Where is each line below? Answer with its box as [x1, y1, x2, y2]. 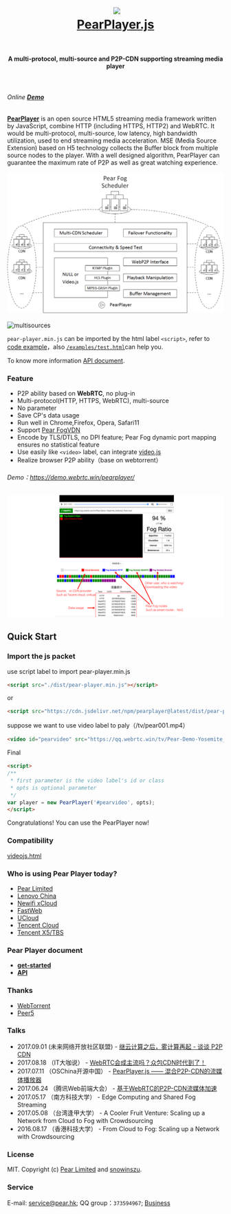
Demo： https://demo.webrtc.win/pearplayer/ [7, 473, 135, 481]
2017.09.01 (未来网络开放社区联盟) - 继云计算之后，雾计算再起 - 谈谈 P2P [16, 1042, 223, 1051]
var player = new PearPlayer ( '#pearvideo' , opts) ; [7, 799, 155, 806]
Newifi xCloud [16, 898, 58, 907]
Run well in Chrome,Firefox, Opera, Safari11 [16, 419, 140, 427]
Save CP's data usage [16, 411, 80, 420]
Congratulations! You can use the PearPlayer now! [7, 819, 150, 827]
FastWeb [16, 906, 43, 914]
